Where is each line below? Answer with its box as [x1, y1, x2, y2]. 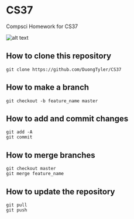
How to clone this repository [6, 51, 112, 61]
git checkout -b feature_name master [6, 98, 98, 104]
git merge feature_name [6, 171, 64, 177]
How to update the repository [6, 186, 115, 196]
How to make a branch [6, 82, 90, 92]
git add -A [6, 129, 33, 135]
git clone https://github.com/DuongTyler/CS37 [6, 67, 122, 72]
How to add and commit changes [6, 113, 129, 123]
